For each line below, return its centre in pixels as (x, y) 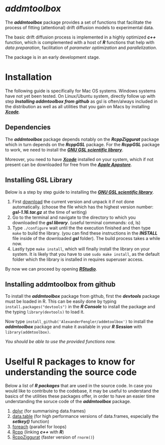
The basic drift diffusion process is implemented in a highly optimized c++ (81, 37)
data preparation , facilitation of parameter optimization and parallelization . (81, 47)
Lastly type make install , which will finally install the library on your (81, 249)
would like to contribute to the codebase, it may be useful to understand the (82, 391)
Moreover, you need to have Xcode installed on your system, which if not (79, 159)
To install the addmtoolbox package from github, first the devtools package (82, 296)
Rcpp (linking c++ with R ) (38, 432)
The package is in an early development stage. (52, 57)
